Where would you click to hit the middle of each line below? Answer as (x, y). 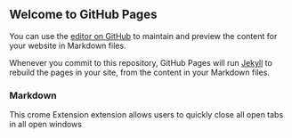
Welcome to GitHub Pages (83, 15)
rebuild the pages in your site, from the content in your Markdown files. (139, 72)
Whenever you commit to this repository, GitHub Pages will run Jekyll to (141, 62)
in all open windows (46, 125)
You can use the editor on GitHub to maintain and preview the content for (143, 36)
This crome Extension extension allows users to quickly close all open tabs (146, 115)
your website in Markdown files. (68, 45)
